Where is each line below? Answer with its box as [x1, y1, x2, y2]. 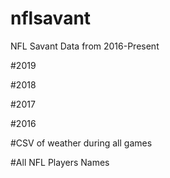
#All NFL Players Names [10, 156, 110, 168]
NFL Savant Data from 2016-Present [10, 40, 160, 52]
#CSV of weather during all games [10, 137, 153, 149]
